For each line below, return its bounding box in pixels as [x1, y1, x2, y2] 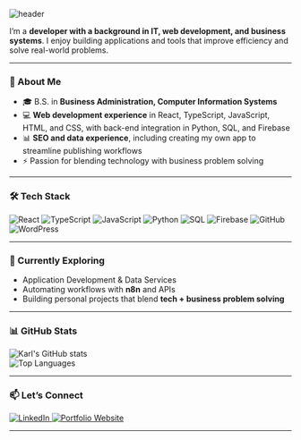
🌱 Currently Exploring [9, 254, 106, 267]
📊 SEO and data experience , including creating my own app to [21, 132, 257, 143]
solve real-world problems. [9, 45, 109, 55]
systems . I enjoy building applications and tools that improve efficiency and [9, 36, 288, 46]
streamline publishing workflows [21, 146, 142, 157]
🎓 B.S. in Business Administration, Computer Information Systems [21, 97, 278, 107]
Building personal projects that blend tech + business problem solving [21, 293, 285, 304]
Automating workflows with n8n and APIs [21, 283, 176, 294]
